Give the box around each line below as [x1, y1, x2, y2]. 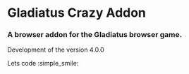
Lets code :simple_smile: [7, 59, 79, 68]
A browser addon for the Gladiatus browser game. [7, 30, 182, 40]
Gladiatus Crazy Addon [7, 5, 147, 21]
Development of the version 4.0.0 [7, 45, 104, 54]
